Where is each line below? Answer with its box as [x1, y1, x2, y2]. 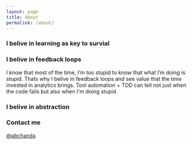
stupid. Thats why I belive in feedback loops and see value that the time [6, 75, 182, 82]
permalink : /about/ [6, 20, 55, 26]
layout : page [6, 8, 39, 15]
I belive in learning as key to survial [6, 39, 110, 48]
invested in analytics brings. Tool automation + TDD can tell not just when [6, 81, 187, 89]
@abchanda [6, 132, 36, 139]
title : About [6, 14, 39, 20]
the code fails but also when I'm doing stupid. [6, 87, 118, 95]
